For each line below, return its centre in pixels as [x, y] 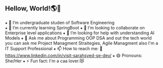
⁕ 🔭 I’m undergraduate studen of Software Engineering [60, 22]
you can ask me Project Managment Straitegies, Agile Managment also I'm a [82, 43]
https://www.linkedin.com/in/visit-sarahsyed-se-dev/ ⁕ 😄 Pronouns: [74, 55]
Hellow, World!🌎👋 [33, 8]
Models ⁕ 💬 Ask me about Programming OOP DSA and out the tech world [79, 38]
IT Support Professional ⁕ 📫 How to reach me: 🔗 [54, 48]
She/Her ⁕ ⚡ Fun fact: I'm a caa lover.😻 [45, 61]
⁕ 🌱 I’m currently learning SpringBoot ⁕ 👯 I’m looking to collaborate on [75, 27]
